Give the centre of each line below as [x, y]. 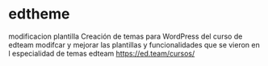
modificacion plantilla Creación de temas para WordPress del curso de [126, 36]
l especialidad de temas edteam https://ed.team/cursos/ [102, 53]
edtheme [39, 14]
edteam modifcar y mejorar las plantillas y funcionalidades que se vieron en [134, 44]
